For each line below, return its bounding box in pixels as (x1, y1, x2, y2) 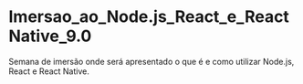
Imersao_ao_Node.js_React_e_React (8, 6, 289, 27)
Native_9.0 (8, 26, 92, 47)
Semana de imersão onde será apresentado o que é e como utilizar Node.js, (8, 56, 295, 67)
